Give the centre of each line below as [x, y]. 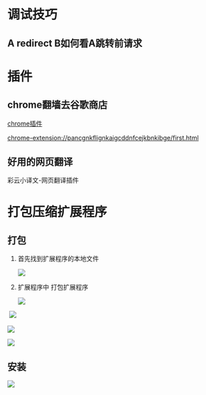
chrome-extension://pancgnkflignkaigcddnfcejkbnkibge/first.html [103, 138]
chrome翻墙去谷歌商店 [58, 105]
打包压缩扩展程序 [58, 212]
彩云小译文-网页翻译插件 [43, 180]
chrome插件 [25, 123]
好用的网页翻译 [40, 161]
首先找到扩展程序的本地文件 [58, 259]
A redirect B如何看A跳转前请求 [75, 43]
